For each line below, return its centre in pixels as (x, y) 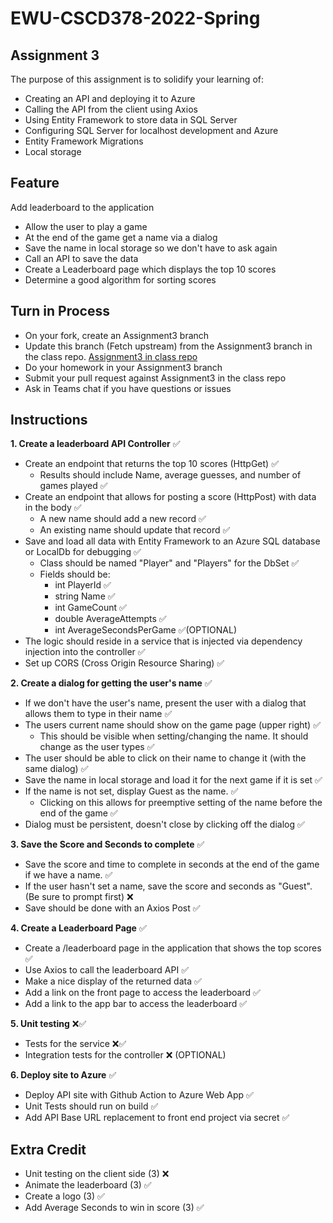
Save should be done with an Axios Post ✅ (112, 908)
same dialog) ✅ (56, 769)
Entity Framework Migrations (84, 141)
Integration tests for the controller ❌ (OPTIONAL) (125, 1055)
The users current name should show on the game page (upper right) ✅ (172, 725)
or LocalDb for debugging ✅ (83, 552)
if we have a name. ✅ (68, 875)
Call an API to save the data (81, 258)
